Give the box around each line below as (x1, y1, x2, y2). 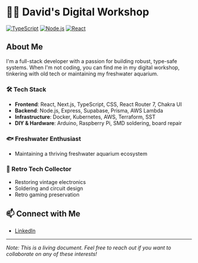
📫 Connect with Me (6, 209, 81, 219)
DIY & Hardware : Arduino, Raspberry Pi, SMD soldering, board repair (14, 120, 182, 127)
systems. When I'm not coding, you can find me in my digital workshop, (6, 64, 180, 71)
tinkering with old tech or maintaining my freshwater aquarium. (6, 70, 159, 77)
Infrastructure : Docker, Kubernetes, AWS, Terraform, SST (14, 113, 156, 120)
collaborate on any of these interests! (6, 251, 97, 258)
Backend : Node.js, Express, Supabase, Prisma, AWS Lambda (14, 107, 163, 114)
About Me (6, 42, 43, 52)
